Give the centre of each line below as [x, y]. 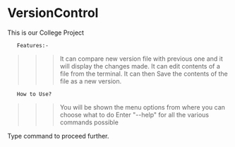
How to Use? [34, 94]
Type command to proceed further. [58, 136]
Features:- [33, 45]
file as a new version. [91, 81]
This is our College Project [46, 33]
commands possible [89, 122]
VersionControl [53, 13]
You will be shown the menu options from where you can [143, 107]
